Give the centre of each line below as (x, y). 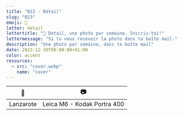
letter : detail (25, 28)
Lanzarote (23, 104)
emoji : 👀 (17, 22)
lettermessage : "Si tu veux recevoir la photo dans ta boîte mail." (92, 39)
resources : (19, 61)
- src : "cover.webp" (36, 66)
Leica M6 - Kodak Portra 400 (84, 104)
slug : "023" (21, 17)
